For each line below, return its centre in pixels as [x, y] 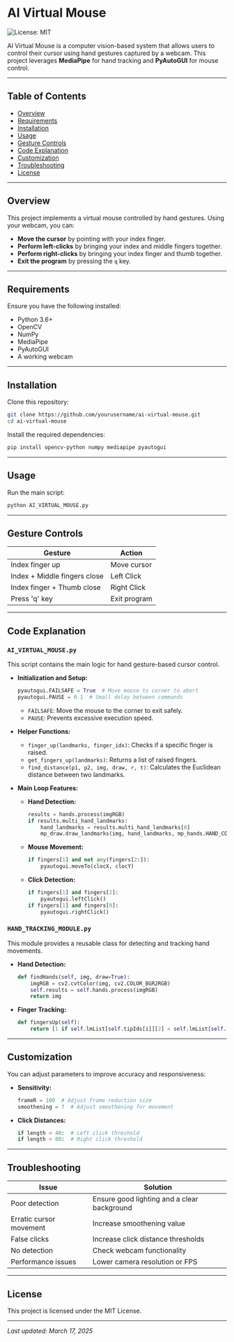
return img [46, 996]
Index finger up [36, 565]
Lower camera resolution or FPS [145, 1262]
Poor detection [35, 1203]
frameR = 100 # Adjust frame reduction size [84, 1100]
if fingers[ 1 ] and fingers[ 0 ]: [73, 905]
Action [131, 553]
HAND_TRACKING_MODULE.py [49, 929]
